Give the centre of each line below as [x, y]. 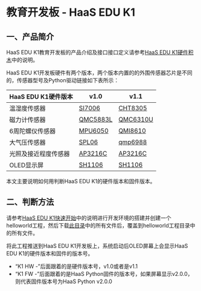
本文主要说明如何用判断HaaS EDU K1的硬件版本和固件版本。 [81, 181]
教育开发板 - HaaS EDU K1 [71, 12]
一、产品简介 [30, 37]
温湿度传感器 [28, 108]
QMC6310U [136, 119]
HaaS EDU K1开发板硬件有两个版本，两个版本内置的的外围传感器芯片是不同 [100, 73]
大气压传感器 [28, 142]
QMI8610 [132, 131]
